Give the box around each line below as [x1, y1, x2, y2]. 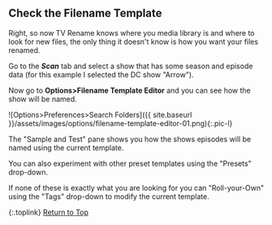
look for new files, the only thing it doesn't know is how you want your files [8, 37, 258, 46]
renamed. [8, 45, 41, 55]
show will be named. [8, 93, 77, 104]
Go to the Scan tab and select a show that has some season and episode [8, 61, 253, 71]
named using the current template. [8, 142, 124, 153]
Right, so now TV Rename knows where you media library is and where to [8, 28, 255, 37]
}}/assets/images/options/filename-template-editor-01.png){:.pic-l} [8, 118, 233, 128]
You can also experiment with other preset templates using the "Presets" [8, 158, 252, 168]
